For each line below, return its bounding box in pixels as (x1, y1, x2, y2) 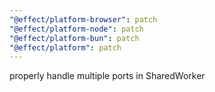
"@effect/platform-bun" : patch (9, 33, 140, 43)
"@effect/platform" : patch (9, 42, 122, 53)
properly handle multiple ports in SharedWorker (9, 70, 206, 82)
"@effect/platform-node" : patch (9, 24, 144, 34)
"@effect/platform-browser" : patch (9, 14, 158, 25)
